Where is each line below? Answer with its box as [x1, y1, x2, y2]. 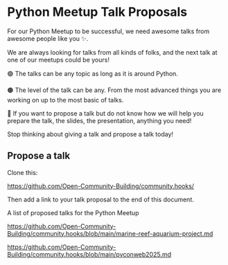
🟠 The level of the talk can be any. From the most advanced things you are [7, 86, 222, 94]
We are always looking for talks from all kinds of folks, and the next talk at [7, 48, 218, 56]
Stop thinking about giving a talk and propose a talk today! [7, 129, 174, 138]
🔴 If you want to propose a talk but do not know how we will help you [7, 109, 204, 118]
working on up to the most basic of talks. [7, 95, 124, 104]
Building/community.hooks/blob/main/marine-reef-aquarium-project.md [7, 229, 213, 237]
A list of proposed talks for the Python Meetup [7, 208, 139, 217]
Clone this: [7, 168, 38, 176]
